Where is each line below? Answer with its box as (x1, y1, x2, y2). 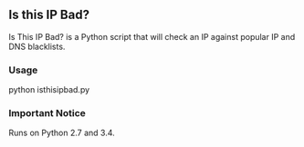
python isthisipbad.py (8, 84, 90, 95)
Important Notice (8, 107, 86, 120)
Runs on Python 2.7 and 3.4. (8, 127, 115, 139)
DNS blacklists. (8, 41, 66, 52)
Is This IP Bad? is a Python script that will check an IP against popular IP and (8, 31, 296, 42)
